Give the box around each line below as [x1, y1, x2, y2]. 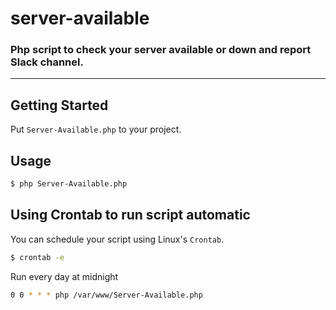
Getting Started [10, 97, 109, 114]
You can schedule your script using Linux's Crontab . [10, 233, 225, 245]
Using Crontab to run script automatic [10, 207, 251, 224]
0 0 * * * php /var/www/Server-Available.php [10, 290, 203, 300]
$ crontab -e [10, 252, 65, 262]
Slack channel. [10, 55, 84, 69]
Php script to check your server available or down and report [10, 43, 312, 57]
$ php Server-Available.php [10, 179, 128, 189]
